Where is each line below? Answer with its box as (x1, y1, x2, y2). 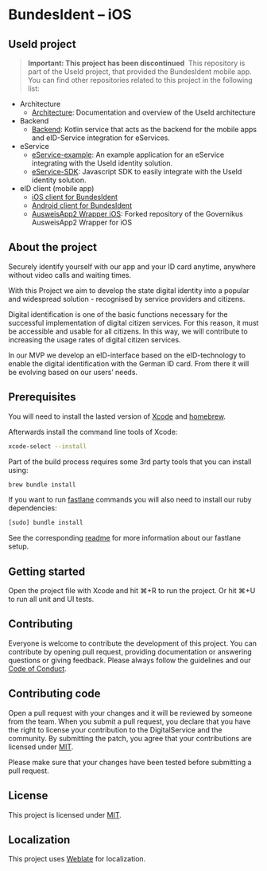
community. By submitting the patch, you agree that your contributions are (8, 733, 252, 743)
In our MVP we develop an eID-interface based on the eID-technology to (8, 350, 246, 360)
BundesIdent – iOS (8, 6, 133, 24)
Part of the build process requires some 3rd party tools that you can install (8, 456, 252, 467)
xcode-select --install (8, 442, 87, 451)
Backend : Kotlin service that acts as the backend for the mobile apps (31, 125, 257, 134)
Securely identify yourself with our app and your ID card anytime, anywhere (8, 261, 257, 271)
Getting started (8, 564, 86, 578)
